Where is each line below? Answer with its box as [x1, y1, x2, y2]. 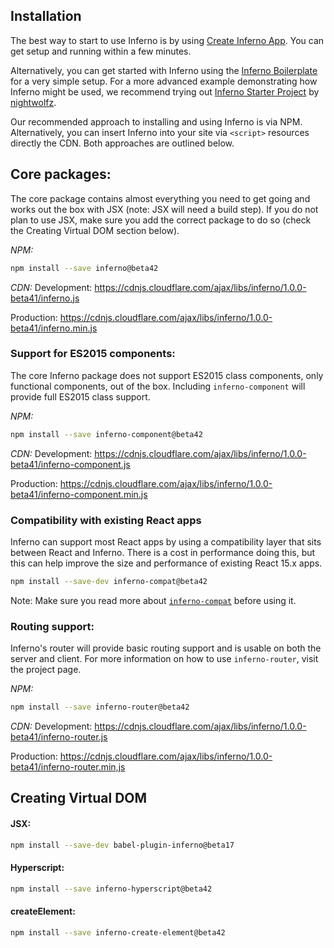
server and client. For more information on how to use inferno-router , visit [10, 653, 319, 665]
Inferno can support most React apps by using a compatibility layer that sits [10, 535, 322, 548]
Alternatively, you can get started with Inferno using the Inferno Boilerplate [10, 64, 318, 76]
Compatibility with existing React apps [10, 513, 202, 527]
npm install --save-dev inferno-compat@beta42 [10, 576, 208, 586]
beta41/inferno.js [10, 292, 80, 304]
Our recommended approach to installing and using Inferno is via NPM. [10, 115, 303, 128]
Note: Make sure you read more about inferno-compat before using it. [10, 594, 297, 606]
